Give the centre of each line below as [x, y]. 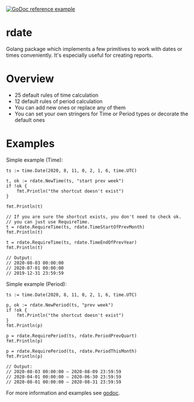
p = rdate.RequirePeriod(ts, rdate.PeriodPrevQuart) [72, 336]
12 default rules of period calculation [58, 101]
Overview [30, 79]
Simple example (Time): [34, 160]
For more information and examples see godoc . [63, 393]
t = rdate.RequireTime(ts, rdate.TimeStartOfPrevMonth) [75, 227]
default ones [30, 120]
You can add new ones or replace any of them [70, 107]
